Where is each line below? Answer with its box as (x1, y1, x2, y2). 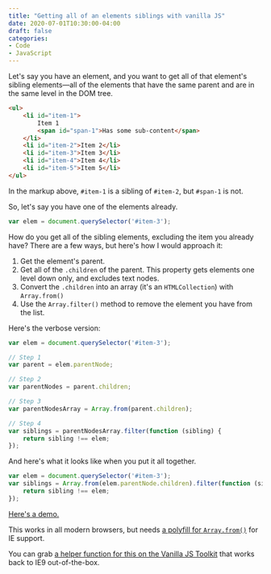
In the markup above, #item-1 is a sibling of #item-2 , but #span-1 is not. (8, 186, 244, 196)
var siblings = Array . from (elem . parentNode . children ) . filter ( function (8, 480, 251, 488)
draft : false (8, 27, 52, 35)
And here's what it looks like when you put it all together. (8, 456, 197, 466)
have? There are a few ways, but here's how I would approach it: (8, 240, 223, 250)
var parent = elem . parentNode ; (8, 360, 114, 369)
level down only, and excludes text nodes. (19, 273, 160, 283)
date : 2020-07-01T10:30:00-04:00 (8, 19, 121, 27)
